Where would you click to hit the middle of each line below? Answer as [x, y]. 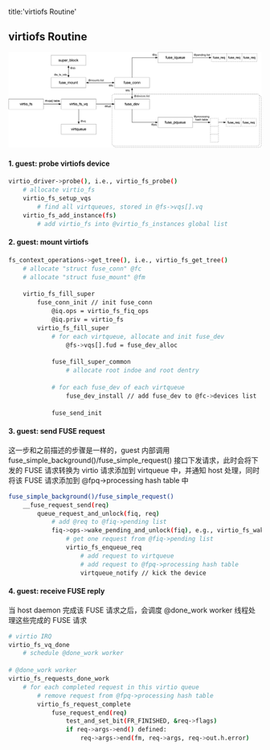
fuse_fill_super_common [91, 362]
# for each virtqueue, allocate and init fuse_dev [138, 336]
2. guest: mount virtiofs [49, 242]
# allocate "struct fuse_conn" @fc [82, 269]
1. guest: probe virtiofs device [59, 163]
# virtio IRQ [30, 636]
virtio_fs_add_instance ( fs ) [70, 215]
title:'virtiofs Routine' [43, 12]
